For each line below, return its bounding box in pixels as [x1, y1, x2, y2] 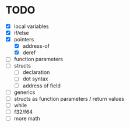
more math [13, 115, 40, 122]
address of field [22, 82, 61, 89]
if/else [13, 30, 30, 36]
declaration [22, 69, 50, 76]
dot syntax [22, 75, 48, 82]
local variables [13, 23, 49, 30]
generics [13, 89, 36, 96]
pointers [13, 36, 34, 43]
